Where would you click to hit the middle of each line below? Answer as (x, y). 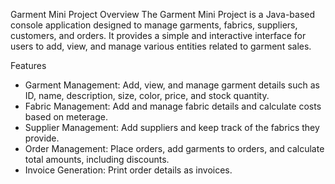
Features (28, 65)
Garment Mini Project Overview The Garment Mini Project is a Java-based (163, 14)
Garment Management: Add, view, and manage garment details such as (172, 85)
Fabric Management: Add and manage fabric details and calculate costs (173, 106)
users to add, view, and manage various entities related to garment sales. (161, 46)
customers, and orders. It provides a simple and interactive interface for (158, 35)
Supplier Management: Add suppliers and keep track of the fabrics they (172, 127)
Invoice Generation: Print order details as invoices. (128, 170)
